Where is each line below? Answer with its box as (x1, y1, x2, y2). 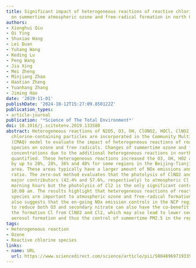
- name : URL (6, 248, 35, 254)
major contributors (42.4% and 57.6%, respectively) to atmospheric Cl (11, 177, 190, 183)
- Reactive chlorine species (6, 237, 77, 243)
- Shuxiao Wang (6, 36, 43, 42)
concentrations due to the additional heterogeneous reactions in (11, 150, 176, 156)
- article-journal (6, 112, 51, 118)
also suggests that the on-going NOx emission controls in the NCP (11, 199, 179, 205)
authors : (6, 19, 27, 25)
